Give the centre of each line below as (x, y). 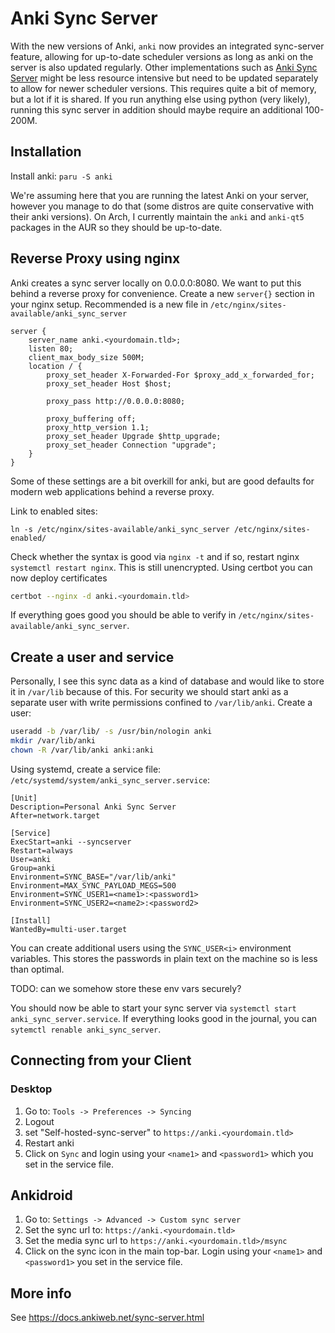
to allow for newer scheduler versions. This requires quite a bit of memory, (163, 88)
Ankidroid (41, 1195)
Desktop (31, 1089)
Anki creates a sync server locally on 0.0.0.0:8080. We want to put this (156, 283)
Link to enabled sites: (54, 511)
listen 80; (51, 348)
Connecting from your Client (101, 1060)
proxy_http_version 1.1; (98, 427)
